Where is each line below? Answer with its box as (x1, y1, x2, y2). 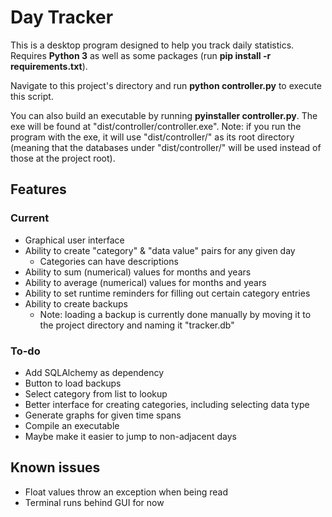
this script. (10, 90, 54, 102)
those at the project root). (10, 152, 116, 164)
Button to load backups (24, 377, 122, 389)
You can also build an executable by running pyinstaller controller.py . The (10, 109, 318, 121)
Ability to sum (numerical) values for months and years (24, 266, 252, 278)
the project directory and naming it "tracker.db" (39, 319, 235, 331)
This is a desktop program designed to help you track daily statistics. (10, 39, 295, 51)
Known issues (10, 459, 101, 476)
